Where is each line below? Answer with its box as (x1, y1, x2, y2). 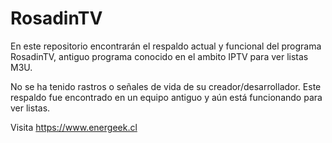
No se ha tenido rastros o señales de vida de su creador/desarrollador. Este (10, 80, 322, 92)
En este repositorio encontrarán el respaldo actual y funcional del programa (10, 40, 322, 52)
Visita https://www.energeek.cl (10, 121, 138, 133)
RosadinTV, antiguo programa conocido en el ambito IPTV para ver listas (10, 50, 309, 62)
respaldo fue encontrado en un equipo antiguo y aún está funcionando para (10, 91, 323, 103)
